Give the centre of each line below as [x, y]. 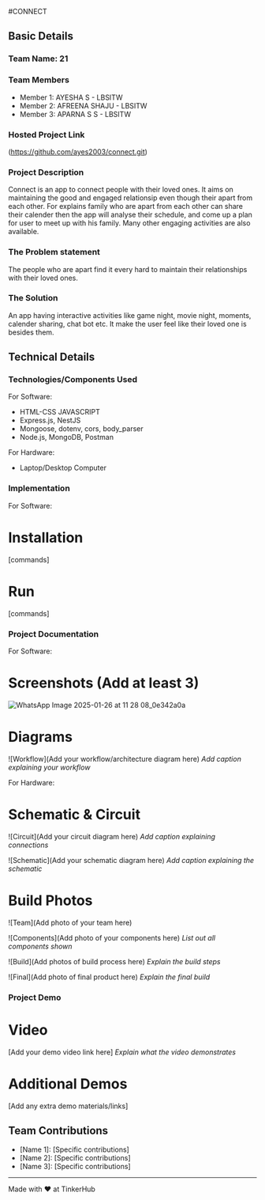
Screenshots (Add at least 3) [104, 683]
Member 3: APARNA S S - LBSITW [75, 114]
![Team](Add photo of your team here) [70, 922]
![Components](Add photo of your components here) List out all [112, 937]
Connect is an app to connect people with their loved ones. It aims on [121, 190]
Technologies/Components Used [73, 380]
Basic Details [41, 36]
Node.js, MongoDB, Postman [67, 437]
